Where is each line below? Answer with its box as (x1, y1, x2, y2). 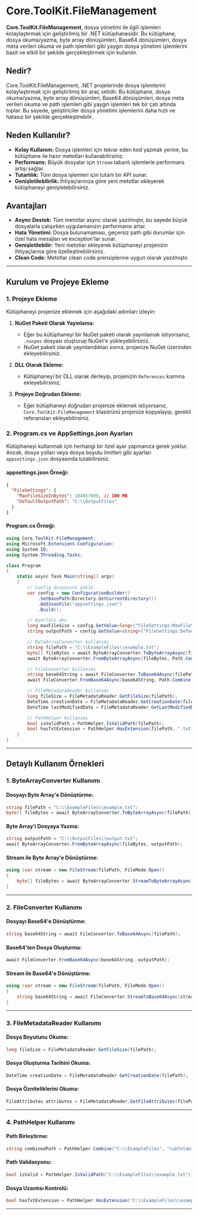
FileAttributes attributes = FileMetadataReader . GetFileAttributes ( (6, 1098, 178, 1104)
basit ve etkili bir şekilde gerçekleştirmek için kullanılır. (6, 49, 138, 56)
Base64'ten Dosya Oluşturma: (6, 943, 82, 951)
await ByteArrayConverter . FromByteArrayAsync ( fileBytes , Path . (27, 655, 186, 661)
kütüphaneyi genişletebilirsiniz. (14, 183, 90, 190)
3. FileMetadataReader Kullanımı (6, 1019, 101, 1027)
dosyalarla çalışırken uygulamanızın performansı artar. (14, 223, 146, 230)
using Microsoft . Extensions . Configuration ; (6, 541, 115, 547)
